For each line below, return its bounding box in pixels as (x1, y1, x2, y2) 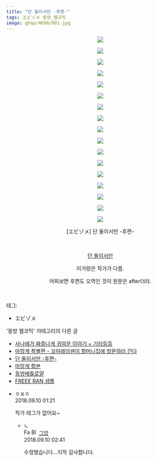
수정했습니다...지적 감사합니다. (23, 448, 94, 456)
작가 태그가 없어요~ (14, 410, 60, 417)
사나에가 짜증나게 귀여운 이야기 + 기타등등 (14, 340, 113, 347)
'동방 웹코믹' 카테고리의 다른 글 (6, 327, 78, 335)
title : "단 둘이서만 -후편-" (6, 8, 70, 15)
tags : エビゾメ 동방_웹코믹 (6, 14, 66, 20)
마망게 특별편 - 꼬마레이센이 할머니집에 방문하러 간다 (14, 348, 137, 355)
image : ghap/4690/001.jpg (6, 20, 70, 26)
